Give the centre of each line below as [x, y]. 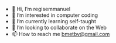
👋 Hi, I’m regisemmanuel [41, 9]
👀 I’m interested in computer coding [55, 15]
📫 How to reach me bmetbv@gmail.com [61, 34]
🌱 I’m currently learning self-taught [54, 21]
